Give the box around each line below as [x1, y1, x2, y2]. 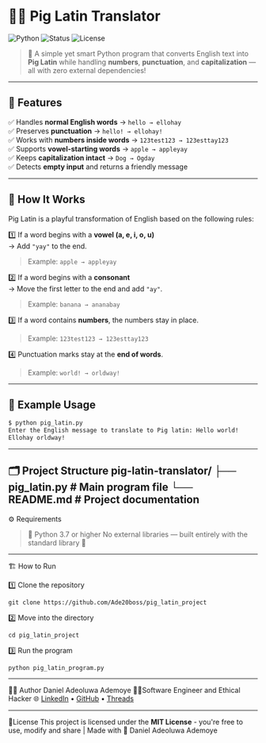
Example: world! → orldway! [27, 368, 120, 377]
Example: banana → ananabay [27, 299, 120, 309]
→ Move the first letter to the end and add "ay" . [8, 283, 163, 293]
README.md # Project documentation [8, 493, 200, 506]
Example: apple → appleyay [27, 256, 117, 266]
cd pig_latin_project [8, 631, 80, 639]
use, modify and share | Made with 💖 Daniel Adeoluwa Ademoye [8, 726, 218, 735]
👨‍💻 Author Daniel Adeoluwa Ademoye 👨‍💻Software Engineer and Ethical [8, 685, 241, 695]
